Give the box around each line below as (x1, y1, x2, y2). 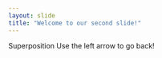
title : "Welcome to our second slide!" (8, 19, 142, 27)
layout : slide (8, 11, 56, 20)
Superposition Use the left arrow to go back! (8, 41, 155, 50)
